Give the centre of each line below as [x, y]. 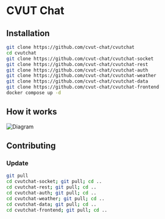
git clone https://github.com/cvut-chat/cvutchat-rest [77, 64]
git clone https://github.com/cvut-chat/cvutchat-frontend [83, 87]
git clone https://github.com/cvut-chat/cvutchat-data [77, 81]
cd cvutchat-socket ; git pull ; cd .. [54, 182]
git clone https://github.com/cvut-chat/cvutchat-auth [77, 70]
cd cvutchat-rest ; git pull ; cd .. [51, 187]
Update [17, 163]
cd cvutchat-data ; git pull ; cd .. [51, 204]
